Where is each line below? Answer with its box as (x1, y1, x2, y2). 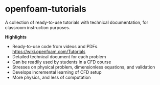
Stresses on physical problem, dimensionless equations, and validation (12, 64, 155, 70)
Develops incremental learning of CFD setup (12, 69, 102, 75)
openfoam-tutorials (5, 3, 87, 15)
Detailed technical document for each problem (12, 53, 106, 59)
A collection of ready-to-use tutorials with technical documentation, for (5, 19, 148, 25)
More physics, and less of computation (12, 74, 91, 80)
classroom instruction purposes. (5, 24, 70, 30)
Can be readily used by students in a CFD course (12, 59, 112, 65)
